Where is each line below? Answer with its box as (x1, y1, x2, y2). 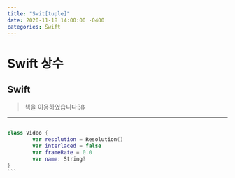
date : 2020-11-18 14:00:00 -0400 (7, 17, 105, 24)
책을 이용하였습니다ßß (24, 103, 85, 112)
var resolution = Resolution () (32, 136, 124, 143)
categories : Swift (7, 23, 61, 30)
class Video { (7, 130, 49, 137)
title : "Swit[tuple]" (7, 10, 71, 17)
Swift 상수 (7, 55, 64, 71)
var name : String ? (32, 155, 86, 163)
